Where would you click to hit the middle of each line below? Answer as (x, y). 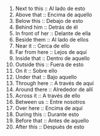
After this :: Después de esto (50, 127)
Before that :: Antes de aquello (52, 120)
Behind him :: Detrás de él (46, 27)
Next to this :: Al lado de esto (50, 8)
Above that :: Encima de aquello (54, 15)
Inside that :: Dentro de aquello (52, 58)
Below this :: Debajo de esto (49, 21)
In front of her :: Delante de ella (53, 33)
